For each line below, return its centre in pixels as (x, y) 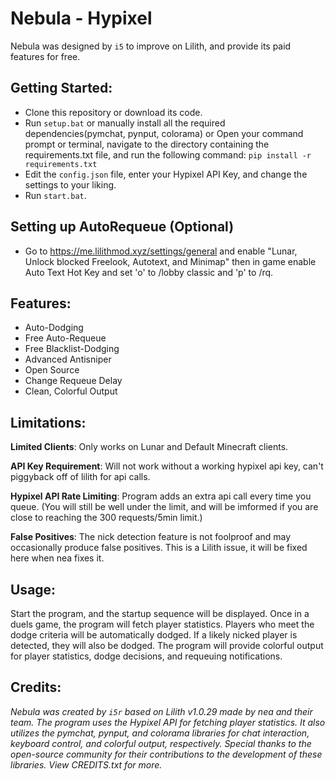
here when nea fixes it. (57, 558)
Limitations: (48, 422)
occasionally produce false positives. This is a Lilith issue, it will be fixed (159, 548)
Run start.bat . (55, 195)
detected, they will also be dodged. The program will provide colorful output (167, 645)
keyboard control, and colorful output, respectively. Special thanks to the (161, 743)
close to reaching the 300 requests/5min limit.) (106, 518)
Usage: (33, 589)
